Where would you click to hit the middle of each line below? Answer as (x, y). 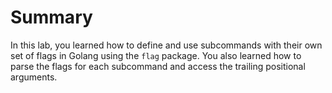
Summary (51, 17)
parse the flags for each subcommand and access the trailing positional (158, 66)
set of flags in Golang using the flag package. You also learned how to (156, 55)
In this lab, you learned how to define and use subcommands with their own (166, 45)
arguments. (34, 77)
